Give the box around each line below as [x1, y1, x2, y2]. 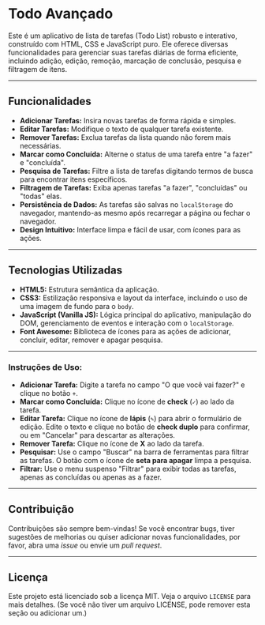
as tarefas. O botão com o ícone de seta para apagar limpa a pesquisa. [19, 455, 252, 465]
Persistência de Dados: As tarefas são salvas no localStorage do [19, 199, 233, 209]
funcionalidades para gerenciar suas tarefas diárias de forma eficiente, [8, 47, 239, 57]
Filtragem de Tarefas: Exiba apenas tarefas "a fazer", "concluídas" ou [19, 183, 248, 192]
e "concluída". [19, 157, 65, 167]
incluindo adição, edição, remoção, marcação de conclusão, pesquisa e [8, 56, 242, 66]
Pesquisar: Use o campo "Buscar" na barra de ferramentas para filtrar [19, 447, 249, 457]
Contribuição [8, 503, 75, 516]
